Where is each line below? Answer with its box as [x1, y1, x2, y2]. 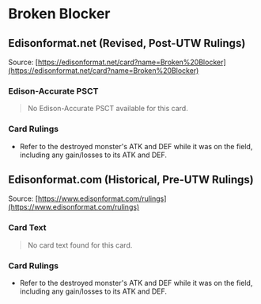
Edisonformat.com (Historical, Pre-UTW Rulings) [8, 172, 255, 187]
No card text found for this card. [27, 240, 133, 250]
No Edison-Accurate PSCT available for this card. [27, 104, 188, 114]
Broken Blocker [8, 5, 111, 23]
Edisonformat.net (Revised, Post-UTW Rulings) [8, 37, 246, 50]
